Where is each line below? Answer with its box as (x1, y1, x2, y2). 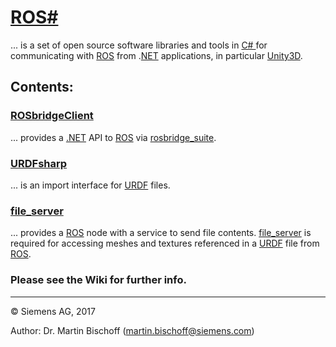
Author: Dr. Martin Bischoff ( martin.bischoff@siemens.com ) (10, 324, 255, 336)
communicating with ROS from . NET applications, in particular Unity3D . (10, 49, 303, 61)
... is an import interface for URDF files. (10, 179, 171, 191)
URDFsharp (10, 156, 68, 170)
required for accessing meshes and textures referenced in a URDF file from (10, 237, 320, 250)
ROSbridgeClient (10, 109, 94, 123)
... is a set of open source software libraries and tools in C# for (10, 39, 268, 51)
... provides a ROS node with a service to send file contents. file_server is (10, 227, 312, 239)
